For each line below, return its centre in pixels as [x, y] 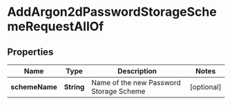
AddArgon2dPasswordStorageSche [112, 12]
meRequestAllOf [56, 26]
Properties [30, 52]
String [74, 87]
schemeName [34, 87]
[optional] [205, 87]
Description [137, 71]
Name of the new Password [136, 83]
